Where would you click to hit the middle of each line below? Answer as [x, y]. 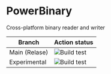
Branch [29, 42]
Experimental [28, 62]
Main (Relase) [29, 52]
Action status [73, 42]
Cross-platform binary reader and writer [56, 27]
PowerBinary [39, 11]
